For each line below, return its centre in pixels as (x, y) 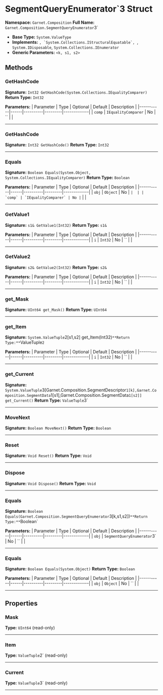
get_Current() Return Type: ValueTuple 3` (47, 400)
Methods (19, 68)
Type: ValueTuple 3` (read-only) (36, 683)
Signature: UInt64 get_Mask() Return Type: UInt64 (56, 310)
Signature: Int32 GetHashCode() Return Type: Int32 (57, 145)
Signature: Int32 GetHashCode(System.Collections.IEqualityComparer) (76, 92)
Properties (21, 603)
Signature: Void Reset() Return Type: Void (49, 456)
